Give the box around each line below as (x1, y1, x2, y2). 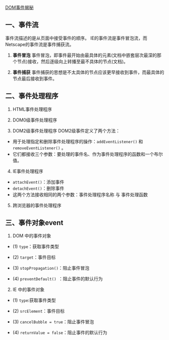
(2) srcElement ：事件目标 (12, 308, 65, 314)
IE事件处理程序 (12, 168, 43, 174)
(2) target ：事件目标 (12, 254, 56, 261)
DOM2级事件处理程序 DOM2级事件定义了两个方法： (12, 127, 120, 134)
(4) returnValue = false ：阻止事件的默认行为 (12, 329, 107, 335)
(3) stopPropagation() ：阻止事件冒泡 (12, 265, 90, 271)
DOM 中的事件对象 (12, 233, 51, 239)
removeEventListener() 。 (12, 145, 67, 151)
